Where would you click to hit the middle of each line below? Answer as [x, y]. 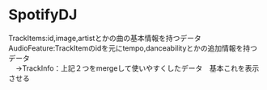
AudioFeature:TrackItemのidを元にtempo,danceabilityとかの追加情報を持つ [133, 48]
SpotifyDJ [43, 15]
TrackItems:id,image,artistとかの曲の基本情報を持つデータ [105, 38]
